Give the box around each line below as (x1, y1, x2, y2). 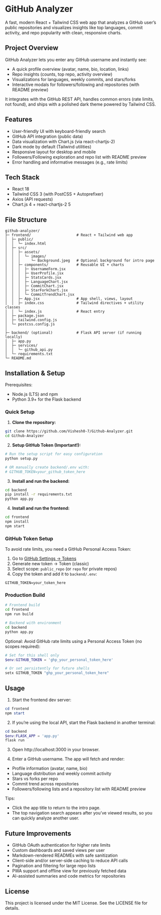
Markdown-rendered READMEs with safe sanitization (12, 852, 118, 858)
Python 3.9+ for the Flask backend (12, 396, 81, 402)
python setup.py (5, 456, 38, 461)
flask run (5, 738, 25, 743)
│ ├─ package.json (5, 313, 44, 318)
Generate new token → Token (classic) (12, 561, 89, 567)
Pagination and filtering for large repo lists (12, 863, 96, 869)
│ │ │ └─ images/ (5, 254, 47, 259)
